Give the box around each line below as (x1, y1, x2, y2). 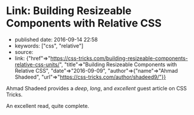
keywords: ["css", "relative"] (14, 42, 84, 49)
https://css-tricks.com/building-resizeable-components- (50, 55, 188, 62)
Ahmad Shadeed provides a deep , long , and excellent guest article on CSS (6, 84, 187, 92)
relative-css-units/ (14, 60, 60, 68)
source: (14, 48, 34, 55)
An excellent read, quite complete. (6, 102, 90, 109)
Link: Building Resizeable (6, 4, 131, 18)
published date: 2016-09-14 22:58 (14, 36, 98, 43)
